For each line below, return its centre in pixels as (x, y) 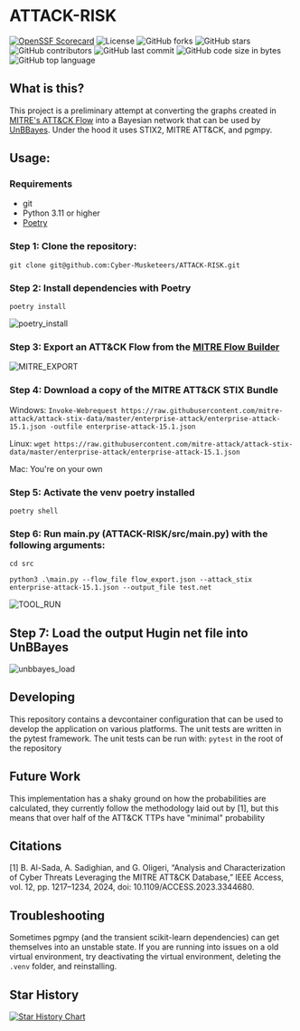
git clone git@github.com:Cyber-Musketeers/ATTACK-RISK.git (125, 265)
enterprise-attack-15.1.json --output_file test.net (111, 588)
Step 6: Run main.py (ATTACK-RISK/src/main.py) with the (139, 534)
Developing (42, 697)
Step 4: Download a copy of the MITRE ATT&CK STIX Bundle (144, 390)
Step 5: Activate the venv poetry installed (103, 492)
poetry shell (34, 511)
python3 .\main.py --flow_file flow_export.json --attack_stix (131, 580)
